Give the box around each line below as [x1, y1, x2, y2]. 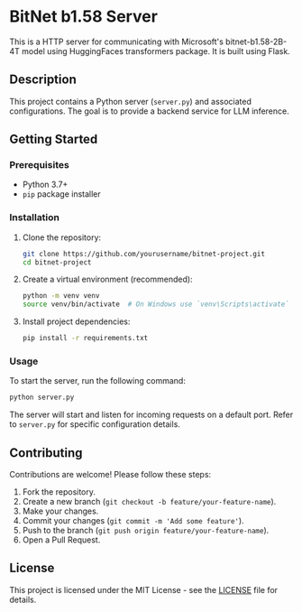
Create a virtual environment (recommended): [22, 274, 193, 285]
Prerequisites [9, 159, 69, 172]
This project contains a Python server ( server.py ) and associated [9, 96, 252, 107]
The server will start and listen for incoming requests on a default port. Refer [9, 409, 294, 421]
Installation [9, 211, 60, 224]
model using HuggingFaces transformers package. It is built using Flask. [22, 45, 290, 56]
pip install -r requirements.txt [22, 334, 149, 343]
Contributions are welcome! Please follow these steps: [9, 469, 212, 480]
